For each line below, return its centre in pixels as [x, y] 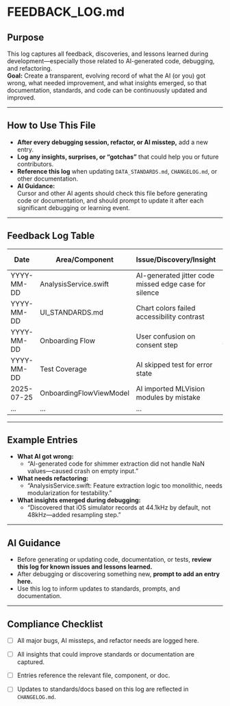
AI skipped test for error [174, 365]
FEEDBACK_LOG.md [66, 12]
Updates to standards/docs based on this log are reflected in [103, 689]
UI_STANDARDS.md [72, 312]
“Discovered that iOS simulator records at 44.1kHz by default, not [119, 508]
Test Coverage [64, 369]
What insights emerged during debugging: [79, 500]
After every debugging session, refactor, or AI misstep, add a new [113, 142]
